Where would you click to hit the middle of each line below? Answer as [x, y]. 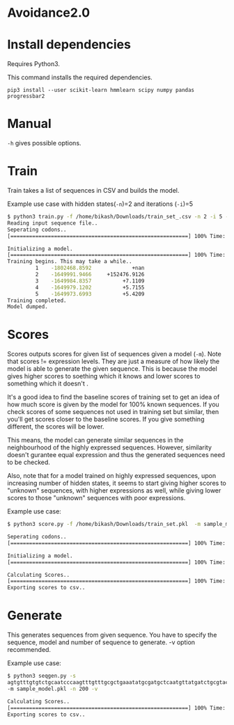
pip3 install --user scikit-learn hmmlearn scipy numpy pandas [101, 90]
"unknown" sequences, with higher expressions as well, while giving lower [114, 491]
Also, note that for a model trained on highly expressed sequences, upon [112, 476]
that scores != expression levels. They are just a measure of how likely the [114, 361]
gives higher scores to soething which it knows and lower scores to [104, 376]
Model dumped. [28, 307]
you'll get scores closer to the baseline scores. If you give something [106, 420]
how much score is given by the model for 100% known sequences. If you [113, 404]
